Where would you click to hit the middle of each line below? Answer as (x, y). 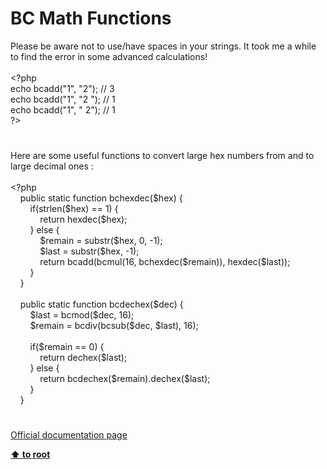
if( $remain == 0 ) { (67, 347)
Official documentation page (69, 435)
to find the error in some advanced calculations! (109, 56)
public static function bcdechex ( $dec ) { (101, 304)
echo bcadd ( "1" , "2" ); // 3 (62, 88)
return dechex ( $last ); (83, 358)
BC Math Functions (91, 18)
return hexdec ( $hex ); (83, 219)
